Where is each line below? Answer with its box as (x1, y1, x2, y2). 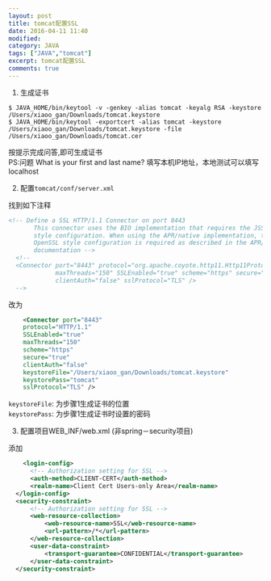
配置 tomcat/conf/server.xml (19, 183, 115, 192)
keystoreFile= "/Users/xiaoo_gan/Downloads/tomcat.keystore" (23, 368, 229, 377)
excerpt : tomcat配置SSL (8, 57, 86, 65)
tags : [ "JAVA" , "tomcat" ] (8, 49, 92, 57)
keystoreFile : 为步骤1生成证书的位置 (8, 399, 130, 409)
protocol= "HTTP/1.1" (23, 323, 92, 331)
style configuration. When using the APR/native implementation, (33, 231, 258, 239)
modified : (8, 34, 42, 43)
